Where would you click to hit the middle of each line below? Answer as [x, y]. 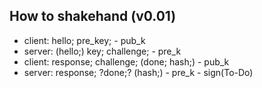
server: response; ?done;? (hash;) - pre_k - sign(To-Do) [138, 72]
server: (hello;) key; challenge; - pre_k [102, 51]
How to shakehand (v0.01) [93, 16]
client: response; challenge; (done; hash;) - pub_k [126, 61]
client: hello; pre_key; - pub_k [84, 40]
